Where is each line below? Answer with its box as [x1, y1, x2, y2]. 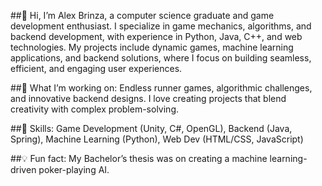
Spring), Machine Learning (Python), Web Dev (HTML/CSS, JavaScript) [10, 133, 304, 145]
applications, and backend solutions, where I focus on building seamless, [10, 52, 312, 64]
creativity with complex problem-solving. [10, 103, 180, 115]
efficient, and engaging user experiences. [10, 63, 183, 74]
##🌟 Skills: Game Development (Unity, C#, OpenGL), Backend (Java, [10, 123, 293, 134]
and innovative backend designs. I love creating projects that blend [10, 93, 287, 104]
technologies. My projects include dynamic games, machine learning [10, 41, 294, 53]
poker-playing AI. [38, 164, 110, 175]
